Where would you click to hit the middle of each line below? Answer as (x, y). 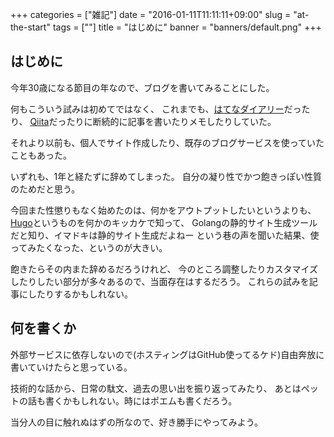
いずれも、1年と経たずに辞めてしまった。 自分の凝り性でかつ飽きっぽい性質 (166, 176)
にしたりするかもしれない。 (75, 294)
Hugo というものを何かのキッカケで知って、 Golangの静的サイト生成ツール (164, 222)
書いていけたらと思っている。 (71, 367)
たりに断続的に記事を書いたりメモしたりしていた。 (171, 121)
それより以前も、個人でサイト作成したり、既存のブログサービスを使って (159, 142)
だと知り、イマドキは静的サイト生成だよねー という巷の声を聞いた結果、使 (165, 235)
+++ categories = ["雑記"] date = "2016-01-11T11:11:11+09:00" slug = (151, 14)
